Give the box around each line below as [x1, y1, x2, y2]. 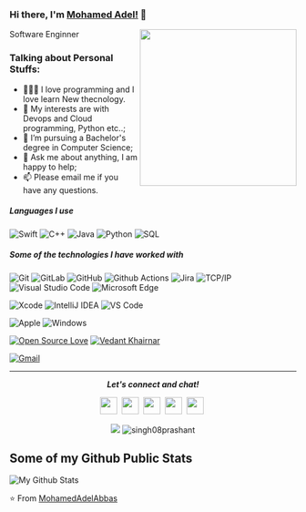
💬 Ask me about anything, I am [22, 151, 138, 162]
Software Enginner [9, 29, 79, 40]
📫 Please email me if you [22, 171, 118, 182]
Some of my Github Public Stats [9, 450, 193, 466]
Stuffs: [9, 63, 41, 76]
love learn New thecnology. [22, 93, 126, 104]
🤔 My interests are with [22, 103, 109, 114]
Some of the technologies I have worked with [9, 250, 184, 261]
